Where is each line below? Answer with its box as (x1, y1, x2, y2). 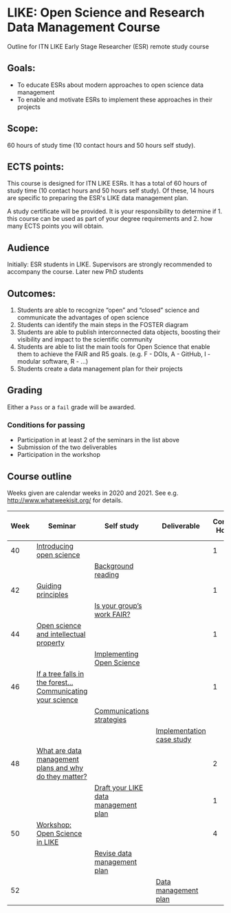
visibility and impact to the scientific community (16, 335, 153, 343)
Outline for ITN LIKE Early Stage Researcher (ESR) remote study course (7, 42, 210, 50)
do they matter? (36, 772, 87, 781)
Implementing (93, 649, 139, 658)
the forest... (36, 678, 74, 687)
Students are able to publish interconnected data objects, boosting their (16, 328, 221, 336)
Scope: (7, 123, 38, 135)
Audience (7, 242, 50, 253)
